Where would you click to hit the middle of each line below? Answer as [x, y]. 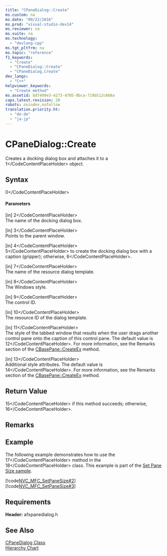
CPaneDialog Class [25, 543]
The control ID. [21, 302]
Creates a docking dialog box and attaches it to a [57, 158]
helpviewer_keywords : [28, 86]
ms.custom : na [20, 15]
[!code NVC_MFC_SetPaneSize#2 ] [41, 481]
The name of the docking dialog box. [44, 220]
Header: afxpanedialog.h [32, 514]
